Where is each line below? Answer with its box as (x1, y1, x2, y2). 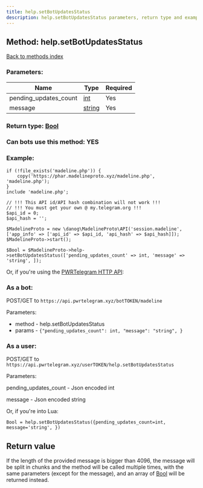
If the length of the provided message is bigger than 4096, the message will (6, 457, 195, 464)
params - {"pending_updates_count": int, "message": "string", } (14, 327, 183, 334)
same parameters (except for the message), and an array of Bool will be (6, 470, 185, 477)
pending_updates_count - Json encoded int (6, 384, 115, 391)
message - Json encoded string (6, 396, 86, 403)
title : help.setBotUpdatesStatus (6, 8, 91, 15)
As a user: (6, 342, 37, 350)
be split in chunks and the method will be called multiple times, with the (6, 463, 184, 471)
